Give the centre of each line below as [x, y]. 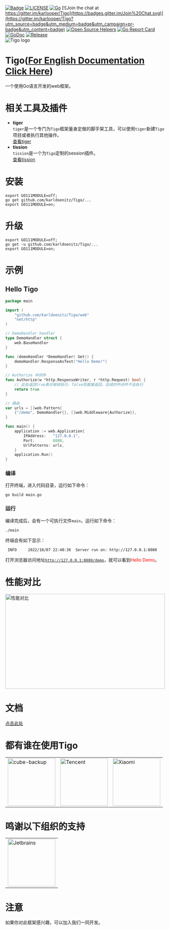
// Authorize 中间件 [26, 375]
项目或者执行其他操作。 [37, 135]
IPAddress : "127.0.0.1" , [52, 436]
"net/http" [26, 320]
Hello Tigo [22, 289]
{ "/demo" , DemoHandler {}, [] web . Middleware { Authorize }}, [76, 413]
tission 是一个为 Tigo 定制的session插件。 [55, 153]
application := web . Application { [50, 431]
